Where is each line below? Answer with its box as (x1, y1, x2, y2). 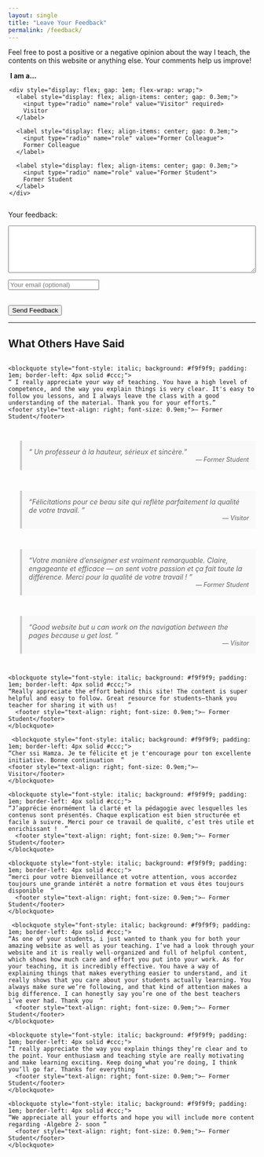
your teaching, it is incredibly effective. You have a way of (8, 963, 220, 971)
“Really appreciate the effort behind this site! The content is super (8, 688, 247, 696)
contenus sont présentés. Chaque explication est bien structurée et (8, 811, 241, 819)
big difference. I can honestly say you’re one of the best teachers (8, 990, 241, 998)
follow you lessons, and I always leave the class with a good (8, 392, 220, 401)
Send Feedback (12, 306, 59, 315)
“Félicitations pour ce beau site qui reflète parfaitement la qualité (28, 497, 240, 507)
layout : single (8, 11, 58, 20)
